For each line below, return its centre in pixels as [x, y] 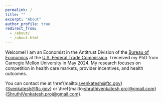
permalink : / [19, 10]
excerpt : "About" [23, 19]
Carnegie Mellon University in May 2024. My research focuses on [73, 63]
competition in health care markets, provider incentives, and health [74, 68]
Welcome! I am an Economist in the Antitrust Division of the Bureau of [77, 52]
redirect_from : [21, 29]
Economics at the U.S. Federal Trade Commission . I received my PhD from [82, 57]
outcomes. [16, 73]
